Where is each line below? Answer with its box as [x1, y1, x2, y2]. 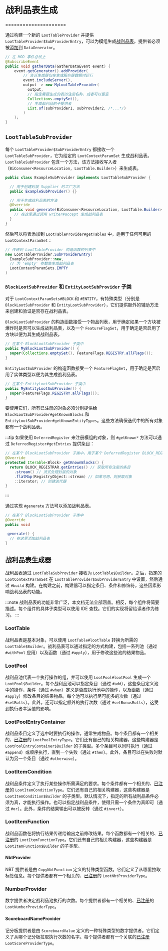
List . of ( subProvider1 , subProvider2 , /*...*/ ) [27, 106, 126, 111]
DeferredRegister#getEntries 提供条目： [10, 441, 95, 447]
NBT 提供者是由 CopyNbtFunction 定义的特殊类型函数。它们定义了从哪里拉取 [5, 866, 161, 873]
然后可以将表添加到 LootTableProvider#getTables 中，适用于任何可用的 [5, 231, 151, 237]
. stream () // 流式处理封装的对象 [14, 469, 77, 474]
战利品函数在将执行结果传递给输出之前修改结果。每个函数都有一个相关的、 [5, 830, 158, 836]
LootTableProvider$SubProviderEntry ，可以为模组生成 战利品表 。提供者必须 [5, 38, 160, 44]
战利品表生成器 [5, 555, 51, 564]
